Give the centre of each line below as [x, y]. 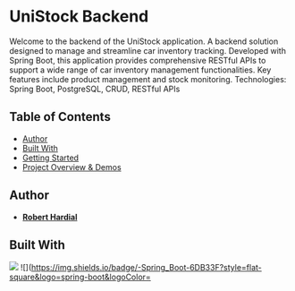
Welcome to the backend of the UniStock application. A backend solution [144, 41]
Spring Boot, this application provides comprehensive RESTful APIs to [138, 60]
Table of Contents [60, 117]
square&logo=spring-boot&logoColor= [80, 277]
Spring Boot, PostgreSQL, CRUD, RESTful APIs [95, 89]
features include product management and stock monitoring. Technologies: [148, 79]
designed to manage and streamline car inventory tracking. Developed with [147, 50]
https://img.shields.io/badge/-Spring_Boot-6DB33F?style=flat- [146, 268]
